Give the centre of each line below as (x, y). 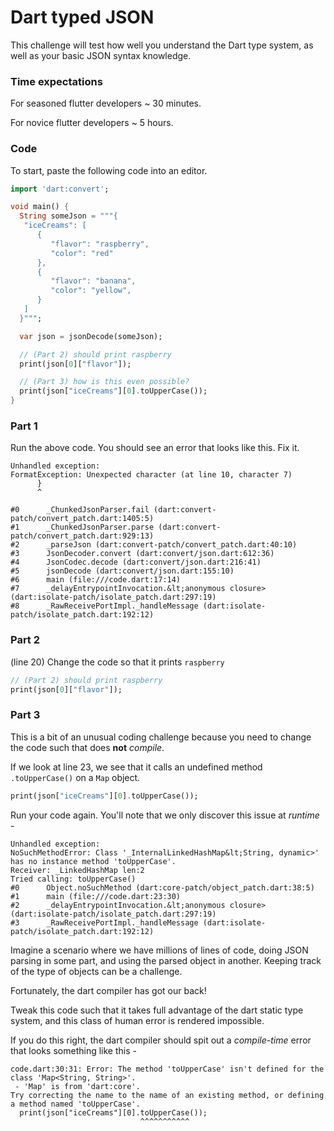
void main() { (40, 207)
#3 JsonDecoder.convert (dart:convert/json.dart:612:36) (142, 554)
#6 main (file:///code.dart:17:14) (96, 580)
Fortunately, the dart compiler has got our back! (108, 990)
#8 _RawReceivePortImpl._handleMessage (104, 606)
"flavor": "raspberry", (100, 244)
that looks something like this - (73, 1050)
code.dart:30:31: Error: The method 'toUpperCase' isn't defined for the (167, 1069)
